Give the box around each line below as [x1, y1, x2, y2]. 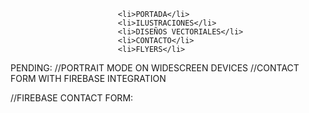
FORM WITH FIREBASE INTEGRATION [10, 73, 167, 84]
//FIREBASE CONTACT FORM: [10, 92, 134, 104]
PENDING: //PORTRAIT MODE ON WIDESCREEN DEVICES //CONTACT [10, 62, 300, 74]
